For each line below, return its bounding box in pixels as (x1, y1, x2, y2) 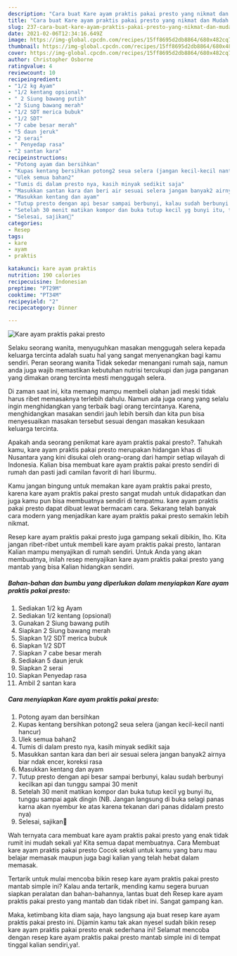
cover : (8, 50, 27, 57)
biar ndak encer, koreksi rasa (18, 757, 103, 766)
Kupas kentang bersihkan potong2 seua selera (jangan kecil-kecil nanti (18, 720, 224, 729)
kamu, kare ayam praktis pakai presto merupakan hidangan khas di (8, 446, 203, 454)
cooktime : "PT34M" (8, 291, 62, 298)
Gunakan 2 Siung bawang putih (18, 619, 110, 627)
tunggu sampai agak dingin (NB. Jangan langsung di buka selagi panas (18, 795, 224, 803)
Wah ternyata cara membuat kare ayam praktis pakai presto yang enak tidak (8, 831, 229, 840)
